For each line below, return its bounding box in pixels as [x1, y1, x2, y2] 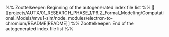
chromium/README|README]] [5, 20, 70, 26]
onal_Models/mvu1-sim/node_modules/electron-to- [5, 15, 113, 21]
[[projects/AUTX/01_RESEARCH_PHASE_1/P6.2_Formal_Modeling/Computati [5, 10, 164, 16]
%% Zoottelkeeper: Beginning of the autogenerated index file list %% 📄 [5, 5, 155, 10]
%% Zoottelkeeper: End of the [71, 20, 134, 26]
